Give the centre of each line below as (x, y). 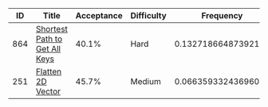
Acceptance (99, 15)
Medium (146, 81)
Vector (48, 92)
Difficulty (149, 15)
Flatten (49, 72)
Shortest (51, 29)
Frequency (222, 15)
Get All (48, 49)
